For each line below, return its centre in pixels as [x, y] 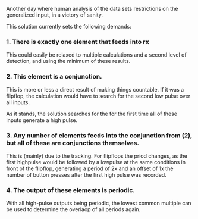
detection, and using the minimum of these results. [68, 61]
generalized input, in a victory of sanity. [54, 15]
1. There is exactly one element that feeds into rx [78, 42]
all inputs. [18, 102]
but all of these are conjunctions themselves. [73, 143]
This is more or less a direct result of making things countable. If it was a [95, 89]
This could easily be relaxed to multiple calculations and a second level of [96, 55]
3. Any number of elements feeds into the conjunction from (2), [99, 135]
